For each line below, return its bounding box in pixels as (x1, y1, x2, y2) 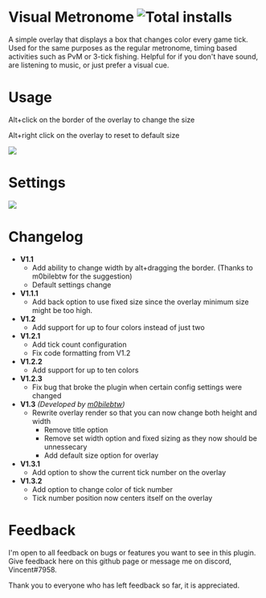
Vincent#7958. (8, 564, 58, 574)
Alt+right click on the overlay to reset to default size (8, 130, 180, 140)
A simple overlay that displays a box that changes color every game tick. (8, 35, 248, 44)
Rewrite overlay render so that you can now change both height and (31, 408, 257, 417)
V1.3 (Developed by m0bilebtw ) (19, 399, 125, 409)
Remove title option (43, 425, 108, 434)
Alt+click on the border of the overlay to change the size (8, 115, 195, 124)
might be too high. (31, 305, 93, 315)
